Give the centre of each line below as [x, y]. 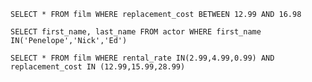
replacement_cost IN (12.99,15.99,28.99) [98, 67]
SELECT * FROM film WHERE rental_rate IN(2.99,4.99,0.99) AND [142, 58]
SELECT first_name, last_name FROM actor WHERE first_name [136, 32]
